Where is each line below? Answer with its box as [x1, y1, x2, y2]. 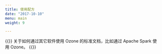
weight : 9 [5, 20, 25, 25]
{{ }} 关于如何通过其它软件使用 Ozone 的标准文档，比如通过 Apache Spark [5, 38, 152, 44]
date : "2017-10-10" [5, 11, 44, 16]
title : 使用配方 [5, 7, 35, 12]
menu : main [5, 16, 27, 21]
